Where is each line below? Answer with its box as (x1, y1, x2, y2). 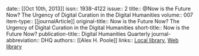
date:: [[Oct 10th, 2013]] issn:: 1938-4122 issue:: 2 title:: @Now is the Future (6, 5, 191, 12)
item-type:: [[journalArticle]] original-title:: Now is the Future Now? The (6, 18, 180, 24)
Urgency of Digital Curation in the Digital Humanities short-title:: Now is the (6, 24, 190, 31)
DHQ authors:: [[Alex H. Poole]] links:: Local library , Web (40, 37, 179, 43)
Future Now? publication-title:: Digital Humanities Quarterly (6, 30, 150, 38)
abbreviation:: (6, 37, 40, 43)
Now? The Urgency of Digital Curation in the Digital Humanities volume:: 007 (6, 11, 193, 18)
